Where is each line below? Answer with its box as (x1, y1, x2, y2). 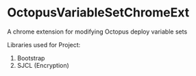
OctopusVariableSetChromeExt (7, 5, 190, 21)
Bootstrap (16, 53, 45, 62)
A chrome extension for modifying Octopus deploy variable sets (7, 27, 188, 36)
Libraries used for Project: (7, 40, 81, 49)
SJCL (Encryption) (16, 61, 70, 69)
